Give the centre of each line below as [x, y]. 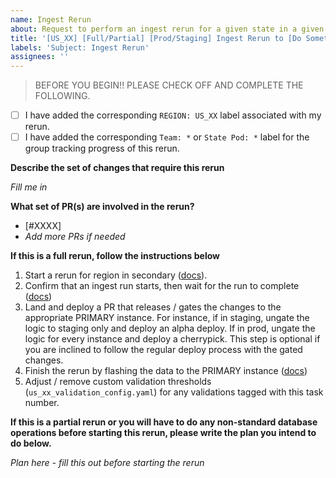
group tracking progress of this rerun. [102, 148]
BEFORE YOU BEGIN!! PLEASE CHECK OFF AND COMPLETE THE [169, 85]
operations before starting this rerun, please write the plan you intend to [163, 433]
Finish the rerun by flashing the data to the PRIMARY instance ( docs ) [166, 371]
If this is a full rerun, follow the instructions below [115, 256]
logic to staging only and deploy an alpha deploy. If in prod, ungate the [170, 328]
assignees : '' [40, 57]
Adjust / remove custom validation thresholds [118, 382]
